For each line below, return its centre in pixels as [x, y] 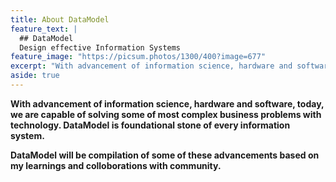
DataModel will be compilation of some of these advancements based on [165, 155]
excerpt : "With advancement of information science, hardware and [151, 66]
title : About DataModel [60, 19]
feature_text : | [44, 29]
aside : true [35, 76]
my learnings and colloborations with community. [116, 165]
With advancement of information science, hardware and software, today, [167, 103]
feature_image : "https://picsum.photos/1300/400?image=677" [138, 57]
